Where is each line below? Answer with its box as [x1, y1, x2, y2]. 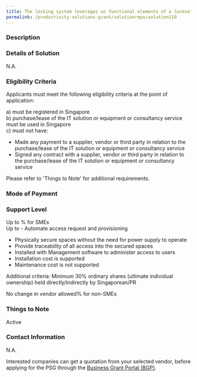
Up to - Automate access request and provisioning [6, 225, 128, 232]
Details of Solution [6, 49, 60, 58]
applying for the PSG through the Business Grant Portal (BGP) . [6, 364, 157, 371]
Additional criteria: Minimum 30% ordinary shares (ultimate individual [6, 273, 174, 280]
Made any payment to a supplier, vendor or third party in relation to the [14, 139, 186, 146]
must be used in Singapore [6, 121, 72, 128]
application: [6, 97, 35, 104]
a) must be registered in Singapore [6, 108, 90, 115]
